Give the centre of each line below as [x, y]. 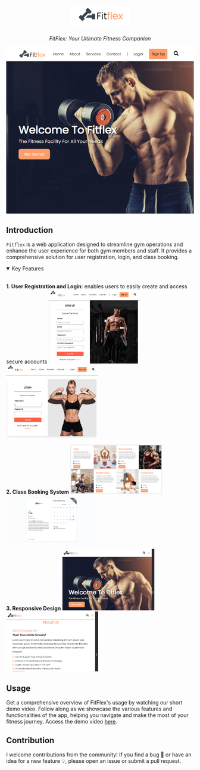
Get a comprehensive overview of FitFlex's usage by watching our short [94, 703]
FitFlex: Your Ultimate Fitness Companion [100, 38]
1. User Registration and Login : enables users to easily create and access [97, 286]
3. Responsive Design [34, 608]
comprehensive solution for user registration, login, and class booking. [93, 257]
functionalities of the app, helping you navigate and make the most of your [97, 715]
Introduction [30, 230]
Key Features [28, 269]
